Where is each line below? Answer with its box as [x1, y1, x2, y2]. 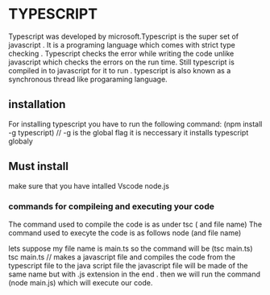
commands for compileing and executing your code [8, 201, 215, 212]
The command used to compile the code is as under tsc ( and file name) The [8, 219, 263, 229]
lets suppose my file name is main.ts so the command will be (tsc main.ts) [8, 243, 253, 253]
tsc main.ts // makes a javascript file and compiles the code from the [8, 251, 236, 262]
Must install [8, 160, 69, 173]
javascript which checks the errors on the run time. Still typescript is [8, 57, 235, 67]
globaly [8, 136, 34, 146]
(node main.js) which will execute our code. [8, 277, 153, 287]
